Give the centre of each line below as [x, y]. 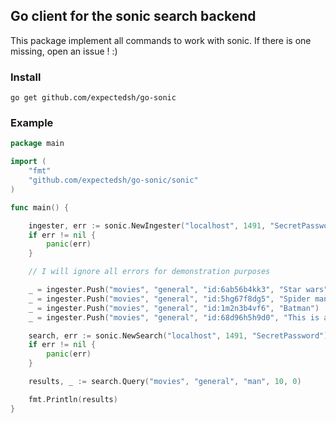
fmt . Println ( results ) [73, 399]
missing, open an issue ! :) [64, 51]
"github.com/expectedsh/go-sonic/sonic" [113, 180]
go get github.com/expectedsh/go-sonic [93, 98]
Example [32, 123]
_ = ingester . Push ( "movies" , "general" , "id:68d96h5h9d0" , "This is [174, 317]
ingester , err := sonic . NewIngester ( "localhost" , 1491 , [147, 225]
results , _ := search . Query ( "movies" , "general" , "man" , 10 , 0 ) [165, 382]
